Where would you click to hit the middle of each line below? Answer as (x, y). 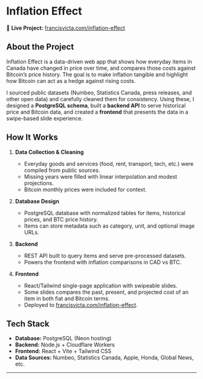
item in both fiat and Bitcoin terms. (67, 298)
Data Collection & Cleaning (49, 152)
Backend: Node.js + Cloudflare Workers (65, 345)
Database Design (37, 201)
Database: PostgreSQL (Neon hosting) (63, 338)
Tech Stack (28, 324)
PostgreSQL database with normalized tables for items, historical (105, 213)
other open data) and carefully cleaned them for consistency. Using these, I (100, 99)
